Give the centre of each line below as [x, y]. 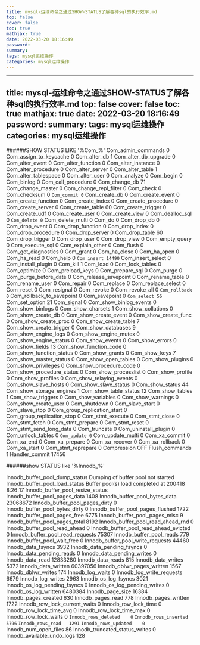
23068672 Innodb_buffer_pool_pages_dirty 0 [62, 503]
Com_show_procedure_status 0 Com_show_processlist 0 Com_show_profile [99, 372]
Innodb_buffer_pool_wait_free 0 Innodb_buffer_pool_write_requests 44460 [98, 541]
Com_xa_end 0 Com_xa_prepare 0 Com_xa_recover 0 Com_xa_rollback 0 [96, 442]
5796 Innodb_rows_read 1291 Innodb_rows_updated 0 [76, 624]
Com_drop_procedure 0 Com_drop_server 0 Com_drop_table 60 [85, 232]
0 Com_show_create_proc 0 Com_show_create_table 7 [73, 321]
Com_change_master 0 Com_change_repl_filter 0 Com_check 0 [84, 188]
